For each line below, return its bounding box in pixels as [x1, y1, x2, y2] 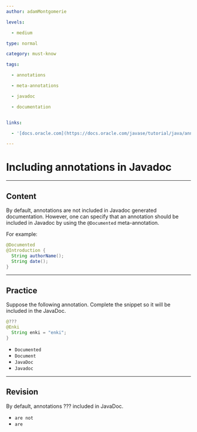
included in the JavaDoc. [6, 308, 66, 315]
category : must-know [6, 51, 57, 57]
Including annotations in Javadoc [6, 161, 172, 174]
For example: [6, 231, 38, 238]
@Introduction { [6, 247, 46, 253]
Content [6, 191, 37, 201]
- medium [11, 30, 33, 36]
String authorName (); [11, 253, 64, 259]
